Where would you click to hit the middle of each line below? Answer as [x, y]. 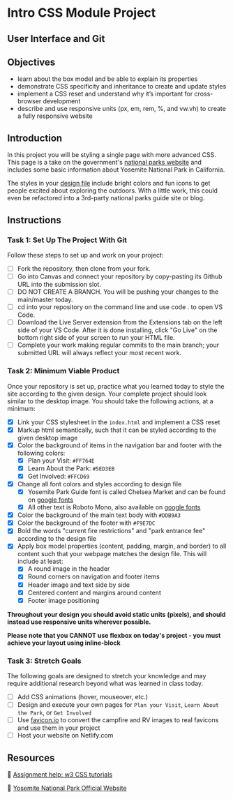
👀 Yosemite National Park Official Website [67, 788]
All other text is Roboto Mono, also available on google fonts [114, 507]
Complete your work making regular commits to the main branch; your [118, 345]
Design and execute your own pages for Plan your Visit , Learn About [118, 705]
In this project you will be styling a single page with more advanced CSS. [112, 155]
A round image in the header [69, 569]
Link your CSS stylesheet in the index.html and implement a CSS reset [119, 422]
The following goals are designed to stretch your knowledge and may [107, 675]
